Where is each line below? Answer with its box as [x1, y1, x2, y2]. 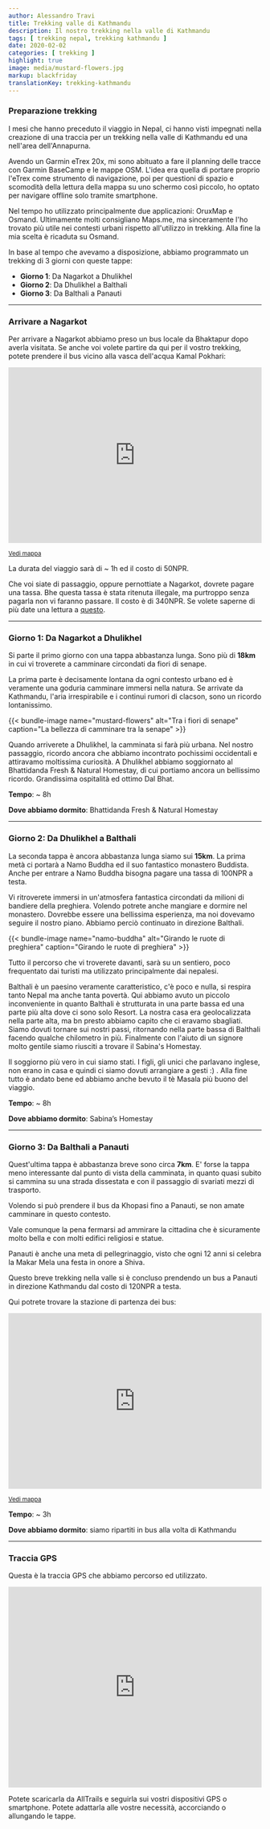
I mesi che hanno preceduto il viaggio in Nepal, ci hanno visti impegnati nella [8, 124, 262, 133]
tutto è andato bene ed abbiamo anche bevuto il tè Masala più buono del [8, 1074, 248, 1084]
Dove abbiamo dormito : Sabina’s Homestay [8, 1113, 153, 1123]
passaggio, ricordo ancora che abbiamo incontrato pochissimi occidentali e [8, 749, 258, 758]
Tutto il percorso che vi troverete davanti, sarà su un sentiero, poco [8, 957, 231, 967]
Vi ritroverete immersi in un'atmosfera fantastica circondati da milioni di [8, 892, 245, 902]
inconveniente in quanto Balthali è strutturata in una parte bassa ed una [8, 998, 245, 1008]
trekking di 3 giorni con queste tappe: [8, 255, 133, 265]
